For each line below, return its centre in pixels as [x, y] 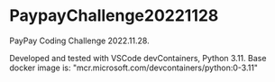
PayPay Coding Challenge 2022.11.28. [80, 41]
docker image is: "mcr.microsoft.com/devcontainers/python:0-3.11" [134, 68]
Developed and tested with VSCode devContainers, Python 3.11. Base [138, 58]
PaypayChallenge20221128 [114, 16]
